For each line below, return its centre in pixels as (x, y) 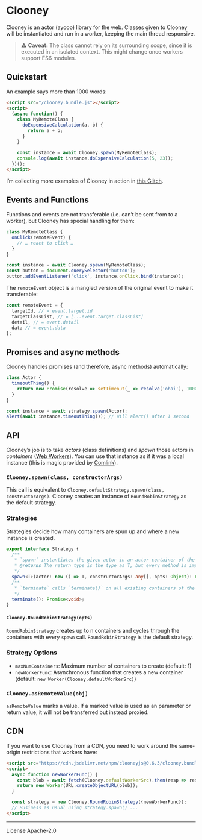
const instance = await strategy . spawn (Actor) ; (67, 411)
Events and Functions (47, 200)
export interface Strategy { (43, 549)
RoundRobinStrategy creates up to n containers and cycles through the (93, 631)
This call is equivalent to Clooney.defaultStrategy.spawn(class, (85, 490)
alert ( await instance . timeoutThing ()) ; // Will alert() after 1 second (98, 416)
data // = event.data (39, 328)
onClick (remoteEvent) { (41, 237)
